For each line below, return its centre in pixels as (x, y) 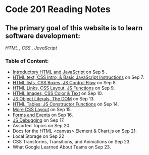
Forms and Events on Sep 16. (43, 115)
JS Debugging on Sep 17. (38, 120)
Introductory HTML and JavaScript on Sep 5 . (60, 72)
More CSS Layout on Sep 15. (42, 110)
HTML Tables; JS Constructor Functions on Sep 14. (66, 104)
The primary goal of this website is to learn (74, 28)
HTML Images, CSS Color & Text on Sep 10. (58, 93)
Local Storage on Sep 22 (38, 136)
